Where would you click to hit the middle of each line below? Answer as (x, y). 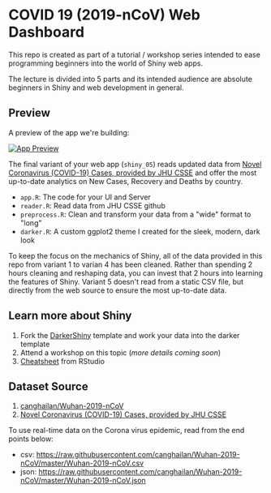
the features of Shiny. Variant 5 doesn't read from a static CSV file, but (126, 281)
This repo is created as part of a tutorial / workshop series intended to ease (135, 54)
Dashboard (47, 32)
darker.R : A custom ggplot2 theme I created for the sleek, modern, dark (140, 231)
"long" (31, 223)
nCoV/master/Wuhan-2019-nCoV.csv (82, 463)
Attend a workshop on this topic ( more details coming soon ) (120, 352)
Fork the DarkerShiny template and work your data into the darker (130, 335)
